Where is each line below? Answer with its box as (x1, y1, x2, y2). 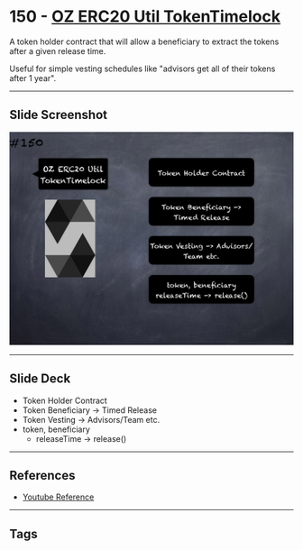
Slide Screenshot (9, 107, 108, 123)
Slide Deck (9, 371, 71, 387)
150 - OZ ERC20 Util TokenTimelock (9, 6, 281, 27)
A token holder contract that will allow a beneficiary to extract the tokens (9, 36, 280, 47)
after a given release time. (9, 45, 106, 56)
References (9, 467, 76, 483)
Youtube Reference (22, 491, 95, 502)
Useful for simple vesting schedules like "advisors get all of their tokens (9, 63, 276, 74)
